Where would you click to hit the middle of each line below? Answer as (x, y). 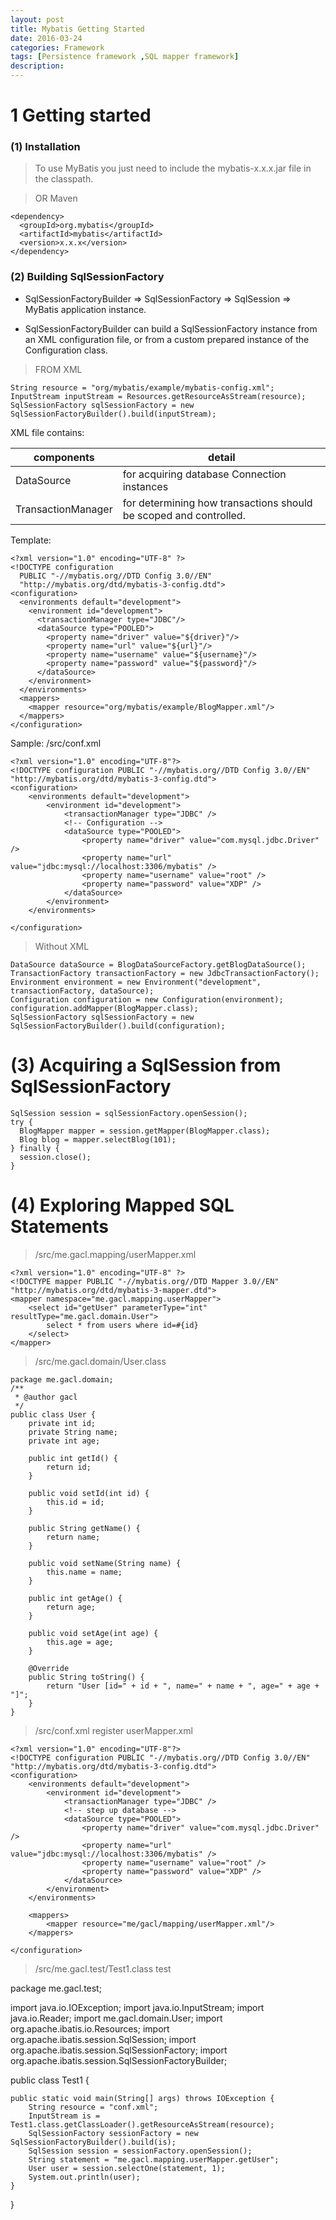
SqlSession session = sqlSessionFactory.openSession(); (129, 1113)
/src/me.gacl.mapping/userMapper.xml (115, 1254)
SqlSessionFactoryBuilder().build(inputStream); (113, 414)
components (64, 457)
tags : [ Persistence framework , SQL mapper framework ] (125, 57)
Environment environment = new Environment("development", (136, 982)
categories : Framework (57, 47)
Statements (60, 1226)
